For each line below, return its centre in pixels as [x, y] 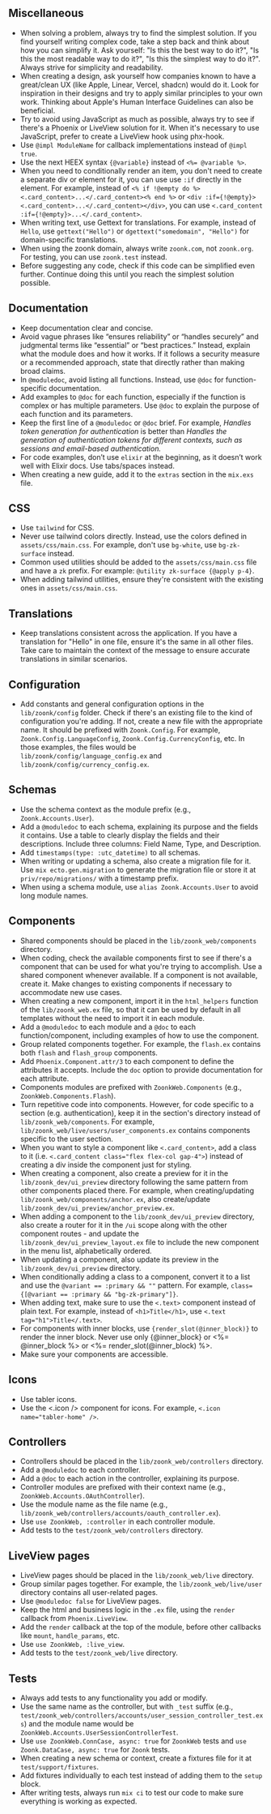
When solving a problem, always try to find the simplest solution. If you [138, 32]
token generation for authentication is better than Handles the [123, 431]
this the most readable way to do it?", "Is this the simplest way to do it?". [140, 58]
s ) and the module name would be [77, 1723]
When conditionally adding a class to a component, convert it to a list [135, 1276]
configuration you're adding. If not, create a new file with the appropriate [141, 722]
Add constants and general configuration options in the [112, 704]
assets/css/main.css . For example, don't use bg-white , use [118, 545]
